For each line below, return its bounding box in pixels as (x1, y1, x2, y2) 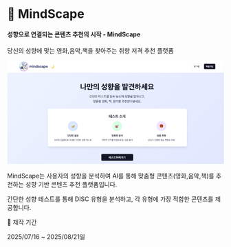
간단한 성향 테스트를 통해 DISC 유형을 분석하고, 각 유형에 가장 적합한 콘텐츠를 (7, 195, 214, 203)
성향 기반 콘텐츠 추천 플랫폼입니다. (25, 180, 118, 189)
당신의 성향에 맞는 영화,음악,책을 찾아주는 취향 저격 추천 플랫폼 (7, 47, 174, 55)
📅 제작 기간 (7, 218, 37, 226)
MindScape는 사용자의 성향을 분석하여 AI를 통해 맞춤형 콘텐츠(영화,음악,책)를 (7, 172, 214, 180)
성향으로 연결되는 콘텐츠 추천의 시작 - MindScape (7, 30, 141, 38)
